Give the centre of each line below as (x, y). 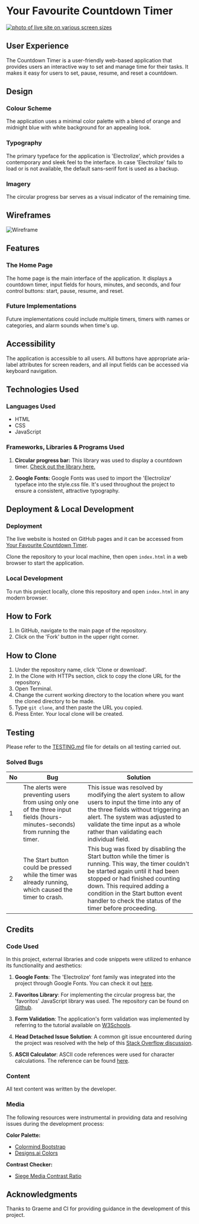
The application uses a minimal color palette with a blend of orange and (94, 121)
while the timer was (50, 875)
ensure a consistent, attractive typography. (67, 490)
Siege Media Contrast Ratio (48, 1176)
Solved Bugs (25, 762)
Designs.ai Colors (36, 1153)
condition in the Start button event (135, 894)
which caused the (48, 890)
